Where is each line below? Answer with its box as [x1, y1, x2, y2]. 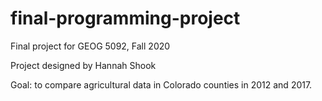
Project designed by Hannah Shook [10, 59, 157, 71]
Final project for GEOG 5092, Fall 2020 [10, 40, 171, 52]
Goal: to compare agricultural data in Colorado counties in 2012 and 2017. [10, 78, 313, 91]
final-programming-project [10, 7, 241, 30]
